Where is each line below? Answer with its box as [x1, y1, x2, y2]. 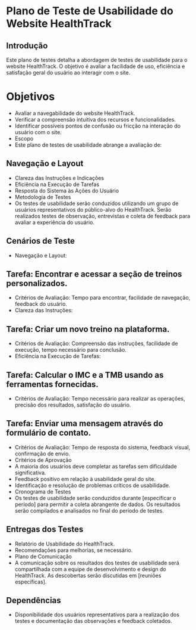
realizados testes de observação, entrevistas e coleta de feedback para [14, 212, 191, 219]
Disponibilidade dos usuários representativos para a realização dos [14, 611, 180, 618]
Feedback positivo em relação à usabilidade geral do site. [14, 475, 156, 482]
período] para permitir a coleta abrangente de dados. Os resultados [14, 501, 181, 508]
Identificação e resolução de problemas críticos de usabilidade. [14, 482, 170, 489]
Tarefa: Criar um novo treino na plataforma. [6, 324, 170, 334]
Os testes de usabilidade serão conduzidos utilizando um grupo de [14, 200, 179, 207]
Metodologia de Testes [14, 193, 71, 200]
